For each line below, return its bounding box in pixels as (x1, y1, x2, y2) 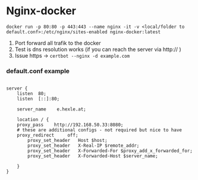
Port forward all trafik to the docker (14, 39, 101, 46)
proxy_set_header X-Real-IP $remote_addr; (27, 143, 140, 149)
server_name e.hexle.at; (17, 106, 86, 112)
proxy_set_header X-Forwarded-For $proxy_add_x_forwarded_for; (27, 148, 193, 154)
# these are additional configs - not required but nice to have (17, 127, 183, 133)
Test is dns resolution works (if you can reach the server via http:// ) (14, 46, 181, 53)
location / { (17, 117, 49, 123)
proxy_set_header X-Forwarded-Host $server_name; (27, 153, 159, 159)
